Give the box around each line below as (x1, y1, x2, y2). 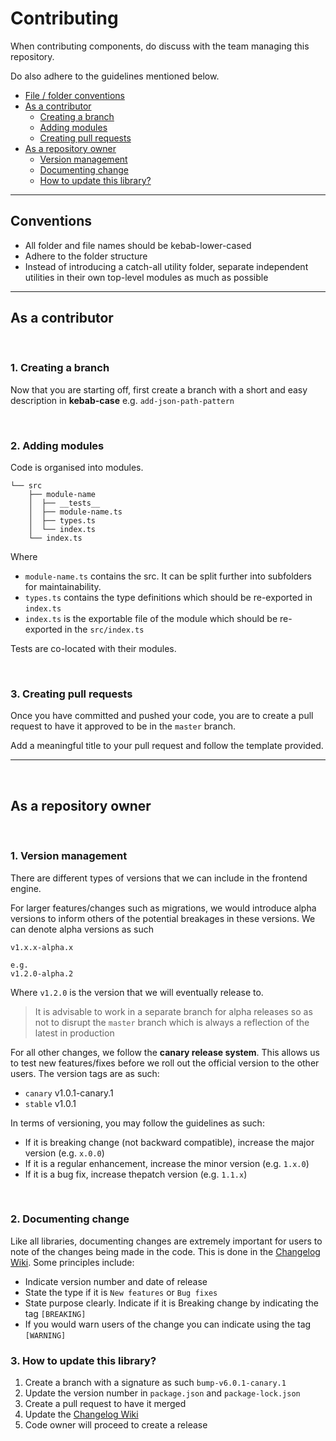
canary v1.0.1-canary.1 (24, 1087, 114, 1099)
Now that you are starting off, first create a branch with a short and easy (10, 383, 308, 396)
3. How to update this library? (10, 1353, 157, 1367)
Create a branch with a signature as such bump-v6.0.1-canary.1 (24, 1377, 287, 1389)
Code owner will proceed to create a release (24, 1419, 208, 1431)
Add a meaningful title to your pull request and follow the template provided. (10, 740, 324, 752)
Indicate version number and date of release (24, 1275, 208, 1287)
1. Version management (10, 849, 128, 863)
